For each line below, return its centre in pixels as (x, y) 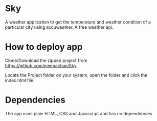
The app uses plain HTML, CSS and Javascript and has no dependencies (79, 113)
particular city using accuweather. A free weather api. (59, 27)
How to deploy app (44, 47)
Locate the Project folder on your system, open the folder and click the (76, 75)
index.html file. (20, 80)
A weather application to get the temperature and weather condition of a (78, 22)
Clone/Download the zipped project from (46, 60)
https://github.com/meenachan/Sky (41, 65)
